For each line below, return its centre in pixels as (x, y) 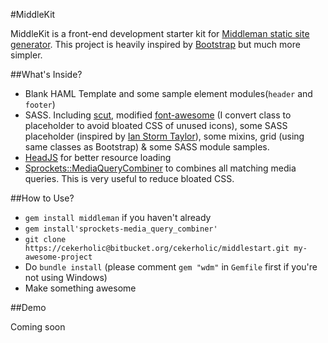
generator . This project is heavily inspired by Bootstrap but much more (155, 44)
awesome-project (58, 257)
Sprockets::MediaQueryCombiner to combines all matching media (160, 168)
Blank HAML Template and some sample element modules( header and (168, 93)
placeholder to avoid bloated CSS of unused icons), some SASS (156, 125)
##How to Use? (42, 198)
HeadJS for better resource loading (98, 157)
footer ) (40, 104)
